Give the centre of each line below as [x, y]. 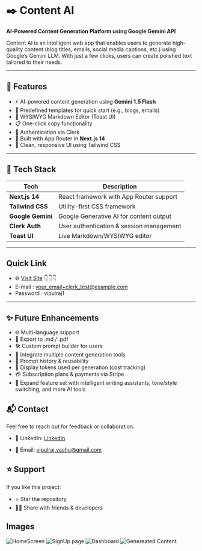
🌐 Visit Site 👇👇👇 [36, 278]
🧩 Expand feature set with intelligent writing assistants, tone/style [96, 383]
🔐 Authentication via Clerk [47, 132]
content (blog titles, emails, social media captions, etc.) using [100, 49]
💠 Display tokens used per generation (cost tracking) [80, 367]
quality [15, 49]
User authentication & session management [120, 226]
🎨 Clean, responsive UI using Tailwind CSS [68, 145]
